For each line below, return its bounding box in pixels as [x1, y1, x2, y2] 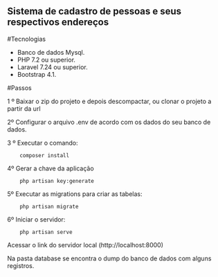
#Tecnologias [7, 35, 46, 43]
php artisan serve [19, 229, 73, 235]
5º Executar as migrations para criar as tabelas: [7, 190, 143, 198]
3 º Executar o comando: [7, 138, 78, 147]
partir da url [7, 104, 41, 113]
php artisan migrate [19, 203, 79, 210]
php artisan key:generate [19, 177, 95, 184]
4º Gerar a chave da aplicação [7, 164, 95, 172]
